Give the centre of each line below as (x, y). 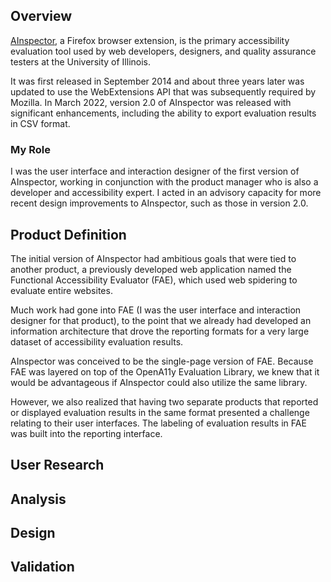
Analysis (38, 499)
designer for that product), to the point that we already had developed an (161, 320)
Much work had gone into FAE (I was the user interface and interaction (156, 310)
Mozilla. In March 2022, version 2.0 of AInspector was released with (151, 102)
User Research (57, 465)
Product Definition (68, 234)
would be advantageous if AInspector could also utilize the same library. (159, 382)
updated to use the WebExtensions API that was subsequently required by (163, 91)
